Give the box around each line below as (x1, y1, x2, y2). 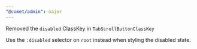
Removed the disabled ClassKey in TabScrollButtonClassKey (5, 25, 154, 32)
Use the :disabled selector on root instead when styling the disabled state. (5, 36, 191, 43)
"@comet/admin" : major (5, 8, 62, 15)
